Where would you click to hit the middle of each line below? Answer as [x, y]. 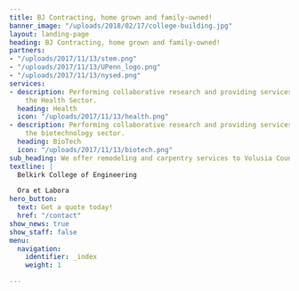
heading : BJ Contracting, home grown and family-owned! [115, 42]
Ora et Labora [43, 191]
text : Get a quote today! [65, 207]
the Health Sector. [61, 100]
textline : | [31, 166]
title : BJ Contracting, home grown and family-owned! [111, 17]
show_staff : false [43, 232]
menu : [19, 240]
